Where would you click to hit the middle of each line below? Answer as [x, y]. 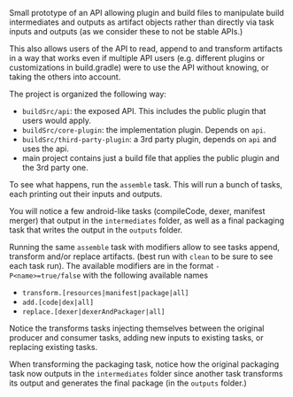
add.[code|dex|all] [58, 302]
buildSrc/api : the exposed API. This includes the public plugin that [144, 111]
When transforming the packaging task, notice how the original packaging [144, 364]
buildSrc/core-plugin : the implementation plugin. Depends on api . [144, 130]
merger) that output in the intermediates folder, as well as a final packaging [147, 221]
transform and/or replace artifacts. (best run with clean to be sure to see [141, 256]
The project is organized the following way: [88, 94]
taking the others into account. [65, 77]
